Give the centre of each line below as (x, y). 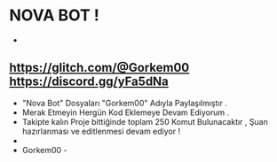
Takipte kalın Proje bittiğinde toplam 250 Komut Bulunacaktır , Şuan (145, 121)
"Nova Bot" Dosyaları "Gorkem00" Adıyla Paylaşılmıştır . (125, 103)
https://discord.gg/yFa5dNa (89, 82)
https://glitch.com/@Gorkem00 (99, 68)
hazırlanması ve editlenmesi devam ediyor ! (101, 131)
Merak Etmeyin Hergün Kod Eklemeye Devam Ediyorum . (125, 112)
